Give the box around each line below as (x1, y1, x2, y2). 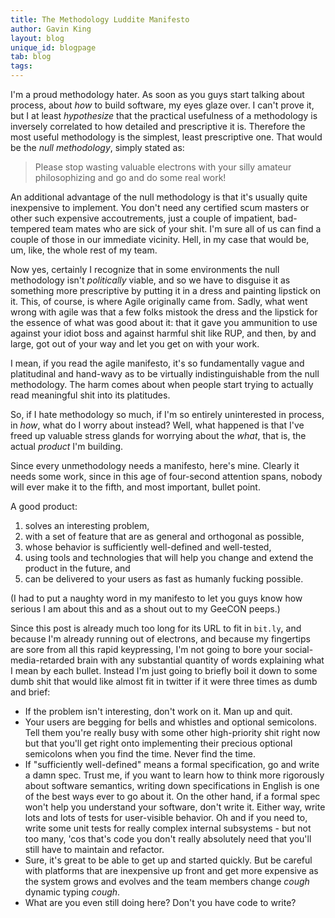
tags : (10, 61, 33, 71)
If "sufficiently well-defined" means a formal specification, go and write (24, 759, 320, 770)
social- (284, 644, 314, 655)
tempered (10, 223, 51, 235)
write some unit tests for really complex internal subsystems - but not (24, 822, 312, 834)
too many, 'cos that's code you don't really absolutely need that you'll (24, 833, 312, 845)
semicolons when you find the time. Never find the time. (24, 748, 256, 760)
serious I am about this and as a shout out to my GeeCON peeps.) (10, 603, 281, 615)
